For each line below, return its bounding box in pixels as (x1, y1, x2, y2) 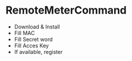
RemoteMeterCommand (5, 4, 127, 17)
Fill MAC (14, 29, 35, 36)
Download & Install (14, 23, 60, 30)
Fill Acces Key (14, 42, 49, 49)
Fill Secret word (14, 36, 53, 43)
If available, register (14, 48, 63, 55)
